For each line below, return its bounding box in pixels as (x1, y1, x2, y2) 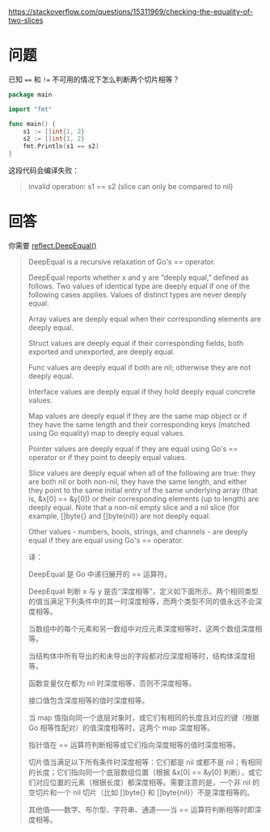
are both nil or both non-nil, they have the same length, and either (27, 477, 247, 486)
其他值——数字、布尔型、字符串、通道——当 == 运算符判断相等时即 (27, 805, 255, 814)
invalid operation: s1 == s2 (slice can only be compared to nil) (27, 182, 234, 192)
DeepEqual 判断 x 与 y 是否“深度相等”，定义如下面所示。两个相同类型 (27, 586, 259, 596)
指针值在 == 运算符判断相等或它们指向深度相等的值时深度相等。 (27, 740, 241, 750)
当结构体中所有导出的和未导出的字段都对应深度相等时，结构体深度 (27, 651, 248, 661)
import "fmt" (8, 105, 53, 113)
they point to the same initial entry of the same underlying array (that (27, 485, 258, 495)
